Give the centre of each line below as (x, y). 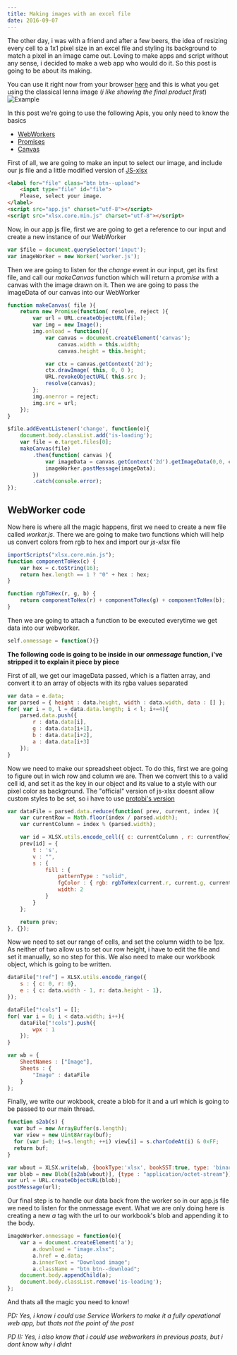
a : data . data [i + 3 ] (61, 741)
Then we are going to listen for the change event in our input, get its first (113, 269)
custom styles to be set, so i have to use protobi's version (91, 798)
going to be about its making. (50, 71)
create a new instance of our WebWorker (67, 236)
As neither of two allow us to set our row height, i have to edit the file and (114, 949)
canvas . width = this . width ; (99, 344)
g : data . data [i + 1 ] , (63, 729)
